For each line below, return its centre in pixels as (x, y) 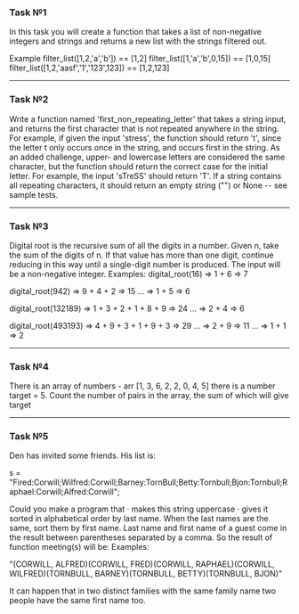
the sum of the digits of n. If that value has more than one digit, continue (141, 255)
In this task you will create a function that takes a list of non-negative (136, 32)
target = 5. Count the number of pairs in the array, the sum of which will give (149, 396)
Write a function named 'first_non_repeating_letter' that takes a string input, (148, 119)
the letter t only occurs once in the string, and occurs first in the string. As (145, 147)
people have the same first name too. (77, 601)
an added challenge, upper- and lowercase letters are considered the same (147, 157)
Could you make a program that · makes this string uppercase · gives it (139, 509)
